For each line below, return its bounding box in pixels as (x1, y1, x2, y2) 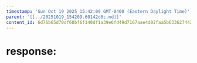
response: (6, 44, 57, 58)
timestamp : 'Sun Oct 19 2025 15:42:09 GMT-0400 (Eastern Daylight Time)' (6, 8, 191, 15)
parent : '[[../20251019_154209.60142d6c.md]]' (6, 14, 122, 20)
